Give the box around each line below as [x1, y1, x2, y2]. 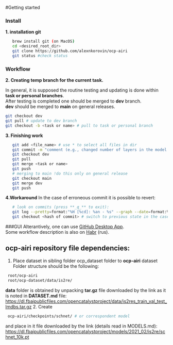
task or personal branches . [5, 93, 64, 99]
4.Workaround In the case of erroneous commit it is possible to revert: [5, 195, 156, 201]
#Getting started [5, 5, 40, 10]
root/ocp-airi [7, 273, 38, 278]
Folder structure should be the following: [12, 263, 99, 269]
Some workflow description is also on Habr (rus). [5, 229, 110, 235]
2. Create [32, 303, 53, 309]
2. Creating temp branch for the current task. [5, 77, 104, 83]
